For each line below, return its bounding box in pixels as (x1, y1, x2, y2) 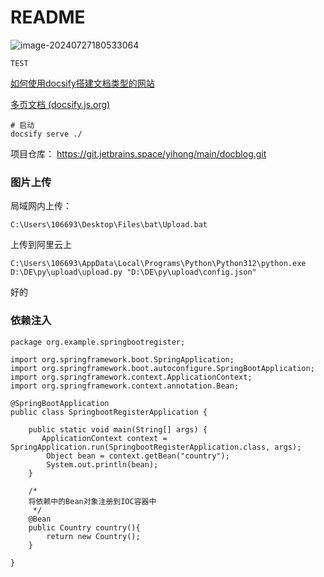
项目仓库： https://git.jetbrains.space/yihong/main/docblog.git (10, 147, 267, 160)
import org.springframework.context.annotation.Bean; (10, 381, 240, 391)
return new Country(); (46, 531, 141, 541)
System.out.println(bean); (46, 459, 159, 470)
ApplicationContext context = (41, 433, 168, 443)
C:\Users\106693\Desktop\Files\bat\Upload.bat (10, 220, 208, 230)
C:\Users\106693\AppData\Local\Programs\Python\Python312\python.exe (10, 259, 307, 269)
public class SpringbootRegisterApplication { (10, 407, 208, 417)
